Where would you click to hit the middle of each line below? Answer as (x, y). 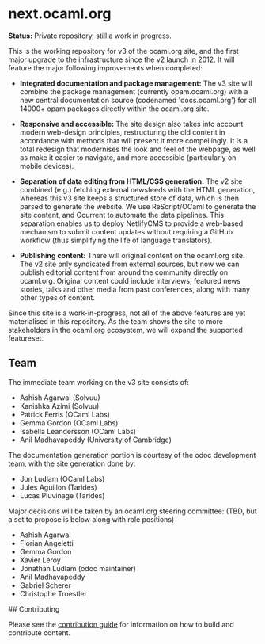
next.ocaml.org (60, 14)
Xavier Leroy (40, 560)
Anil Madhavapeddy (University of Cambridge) (96, 440)
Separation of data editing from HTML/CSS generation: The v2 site (131, 181)
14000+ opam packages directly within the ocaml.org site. (114, 109)
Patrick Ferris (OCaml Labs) (65, 414)
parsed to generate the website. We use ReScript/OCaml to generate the (138, 206)
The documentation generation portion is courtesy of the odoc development (132, 455)
